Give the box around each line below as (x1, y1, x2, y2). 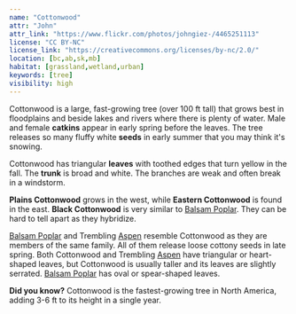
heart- (249, 249, 273, 260)
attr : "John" (9, 21, 58, 30)
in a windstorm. (9, 177, 66, 187)
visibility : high (9, 79, 74, 88)
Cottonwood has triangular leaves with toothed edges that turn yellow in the (9, 158, 288, 169)
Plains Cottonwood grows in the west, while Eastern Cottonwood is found (9, 194, 283, 205)
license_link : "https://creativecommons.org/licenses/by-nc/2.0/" (9, 46, 260, 55)
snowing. (9, 141, 43, 152)
